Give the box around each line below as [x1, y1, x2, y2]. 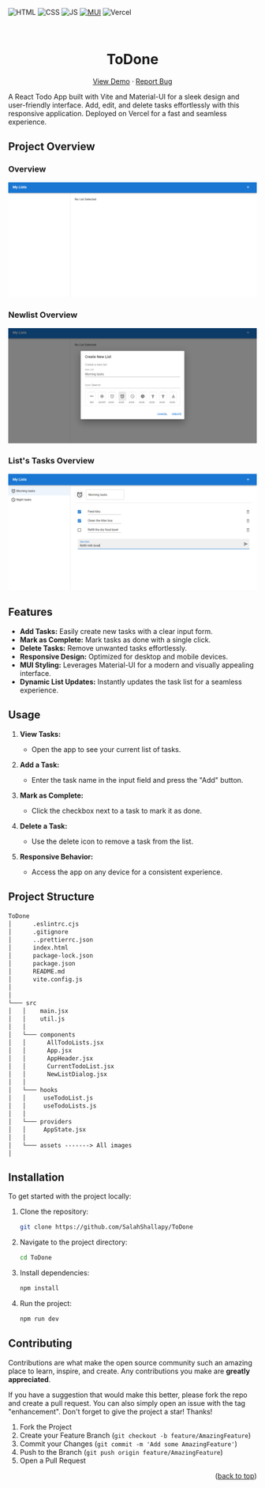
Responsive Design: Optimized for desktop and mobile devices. [19, 651, 229, 661]
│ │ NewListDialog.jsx [8, 1070, 108, 1078]
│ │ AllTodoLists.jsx [8, 1038, 104, 1047]
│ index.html [8, 943, 69, 952]
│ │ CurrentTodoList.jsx [8, 1062, 114, 1071]
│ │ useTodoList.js [8, 1093, 93, 1102]
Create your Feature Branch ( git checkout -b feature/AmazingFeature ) [19, 1430, 252, 1440]
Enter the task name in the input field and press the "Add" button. [31, 775, 244, 784]
